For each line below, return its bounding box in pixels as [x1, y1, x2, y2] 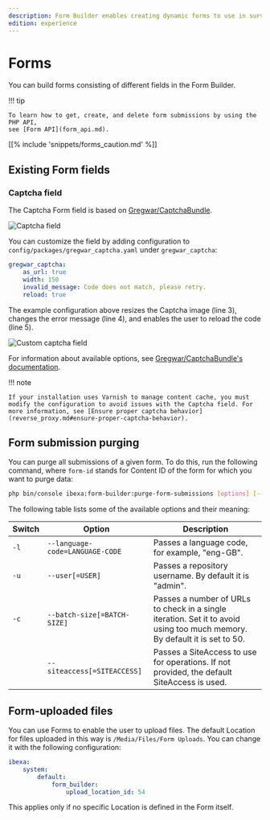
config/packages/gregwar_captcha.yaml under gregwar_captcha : [8, 245, 218, 255]
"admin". [153, 580, 187, 592]
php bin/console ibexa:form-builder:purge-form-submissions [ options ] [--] [8, 490, 268, 498]
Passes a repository [153, 560, 229, 572]
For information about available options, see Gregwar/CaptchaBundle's [8, 353, 243, 363]
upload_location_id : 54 [65, 788, 146, 796]
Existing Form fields [8, 162, 110, 177]
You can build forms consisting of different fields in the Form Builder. [8, 80, 236, 90]
